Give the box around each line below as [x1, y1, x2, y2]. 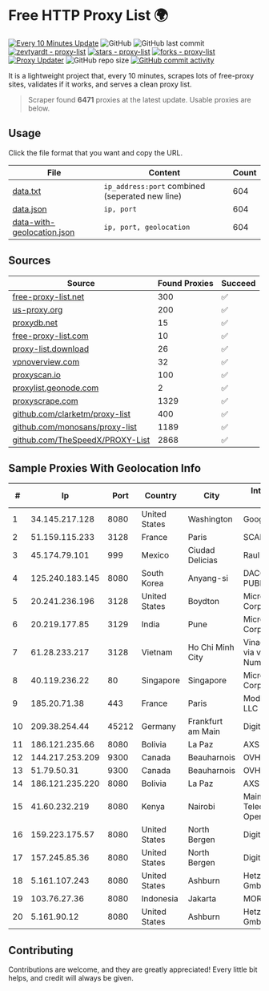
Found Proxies [157, 277, 214, 288]
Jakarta [187, 893, 217, 904]
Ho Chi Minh [187, 642, 235, 653]
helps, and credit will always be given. [8, 973, 134, 983]
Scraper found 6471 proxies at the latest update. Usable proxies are [27, 95, 251, 104]
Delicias [187, 554, 218, 566]
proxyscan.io [12, 369, 62, 381]
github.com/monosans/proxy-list [12, 421, 138, 433]
